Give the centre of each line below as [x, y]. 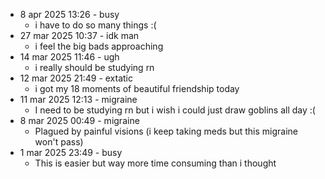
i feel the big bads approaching [99, 46]
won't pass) [59, 142]
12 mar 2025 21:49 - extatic [76, 78]
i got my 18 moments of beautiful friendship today [137, 88]
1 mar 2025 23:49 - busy [71, 152]
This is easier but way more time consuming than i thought [155, 163]
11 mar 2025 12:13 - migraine [78, 99]
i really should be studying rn [94, 67]
